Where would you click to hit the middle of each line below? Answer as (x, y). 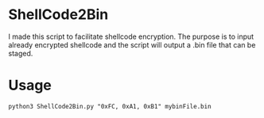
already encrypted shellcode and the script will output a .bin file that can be (132, 44)
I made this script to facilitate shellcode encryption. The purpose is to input (131, 36)
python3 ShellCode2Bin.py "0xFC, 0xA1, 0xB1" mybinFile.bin (110, 106)
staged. (21, 53)
